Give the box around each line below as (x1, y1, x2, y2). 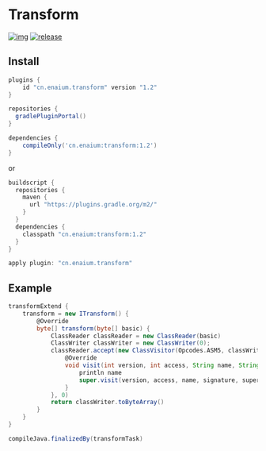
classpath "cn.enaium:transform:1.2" (22, 230, 147, 238)
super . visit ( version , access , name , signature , (78, 376, 239, 384)
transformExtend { (8, 303, 69, 310)
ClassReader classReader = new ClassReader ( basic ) (50, 332, 222, 340)
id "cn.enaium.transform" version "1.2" (22, 83, 158, 91)
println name (78, 368, 123, 376)
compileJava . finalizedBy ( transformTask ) (8, 434, 144, 442)
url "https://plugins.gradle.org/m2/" (28, 201, 158, 209)
